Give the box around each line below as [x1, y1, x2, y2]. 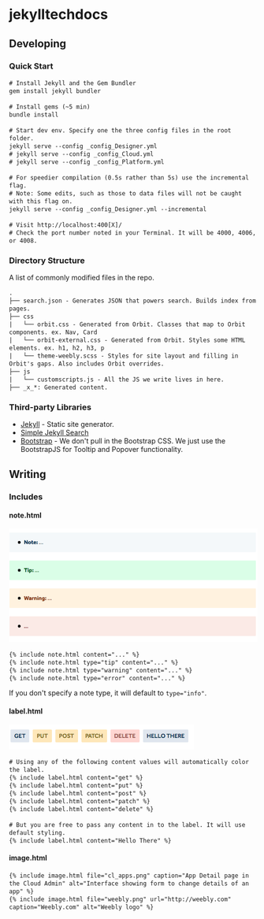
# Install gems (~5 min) [9, 102, 91, 111]
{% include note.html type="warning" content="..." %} [9, 667, 193, 675]
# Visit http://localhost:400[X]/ [9, 220, 123, 229]
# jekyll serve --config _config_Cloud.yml [9, 150, 154, 158]
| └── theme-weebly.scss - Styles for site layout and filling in [9, 352, 239, 360]
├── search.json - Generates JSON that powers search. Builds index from [9, 297, 257, 305]
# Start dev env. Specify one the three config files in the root [9, 126, 232, 135]
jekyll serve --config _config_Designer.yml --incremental [9, 205, 207, 213]
